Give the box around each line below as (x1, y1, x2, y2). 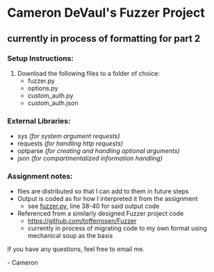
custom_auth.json (27, 99, 79, 107)
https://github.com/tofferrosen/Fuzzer (27, 217, 137, 225)
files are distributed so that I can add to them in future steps (17, 187, 189, 195)
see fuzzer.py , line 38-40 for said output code (27, 202, 160, 210)
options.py (27, 83, 58, 92)
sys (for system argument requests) (17, 132, 120, 141)
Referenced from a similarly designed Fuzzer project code (17, 209, 184, 218)
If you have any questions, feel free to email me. (7, 245, 145, 253)
